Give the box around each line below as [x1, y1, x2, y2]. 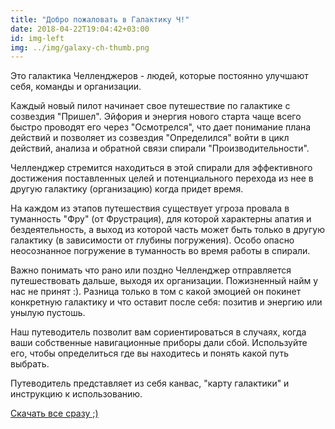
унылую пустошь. [10, 307, 86, 319]
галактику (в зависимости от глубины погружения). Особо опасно [10, 234, 295, 246]
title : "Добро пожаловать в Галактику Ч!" [10, 14, 190, 25]
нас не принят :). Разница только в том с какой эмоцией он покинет [10, 286, 302, 298]
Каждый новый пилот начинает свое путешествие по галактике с [10, 100, 291, 112]
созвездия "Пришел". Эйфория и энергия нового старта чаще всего [10, 111, 302, 123]
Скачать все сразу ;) [10, 407, 99, 420]
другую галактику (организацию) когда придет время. [10, 183, 244, 195]
